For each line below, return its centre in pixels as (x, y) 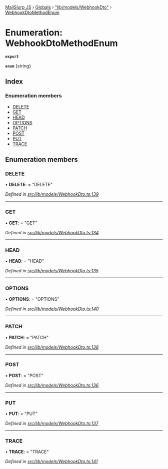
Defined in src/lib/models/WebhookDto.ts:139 (52, 194)
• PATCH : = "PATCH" (27, 337)
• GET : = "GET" (21, 223)
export (12, 56)
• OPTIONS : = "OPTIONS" (32, 299)
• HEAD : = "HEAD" (25, 261)
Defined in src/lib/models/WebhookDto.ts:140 (52, 309)
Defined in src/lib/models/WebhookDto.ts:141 (51, 462)
